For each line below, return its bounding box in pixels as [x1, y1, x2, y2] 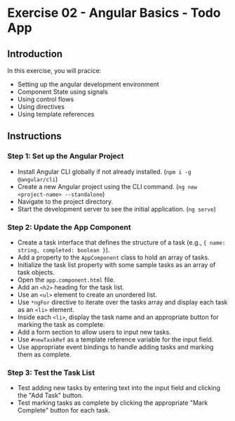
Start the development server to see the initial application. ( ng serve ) [17, 205, 216, 213]
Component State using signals [17, 88, 109, 96]
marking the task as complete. [17, 320, 105, 328]
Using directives [17, 103, 65, 110]
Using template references [17, 110, 95, 118]
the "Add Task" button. [17, 391, 83, 400]
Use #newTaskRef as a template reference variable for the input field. [17, 335, 214, 344]
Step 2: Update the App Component [7, 222, 131, 232]
